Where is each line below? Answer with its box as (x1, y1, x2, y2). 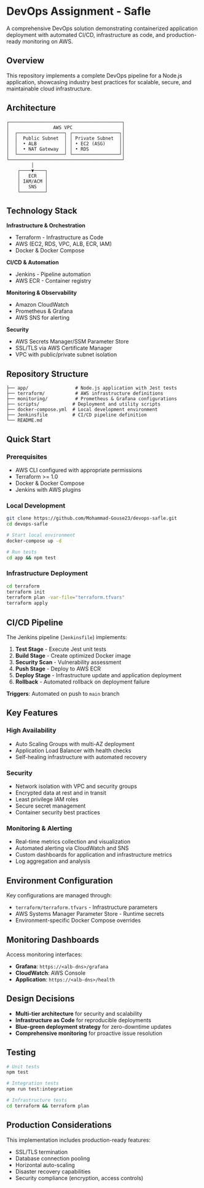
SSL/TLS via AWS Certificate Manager (15, 344, 112, 352)
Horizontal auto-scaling (15, 1161, 75, 1168)
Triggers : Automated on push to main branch (6, 690, 120, 698)
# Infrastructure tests (6, 1097, 68, 1104)
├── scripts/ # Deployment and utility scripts (6, 401, 161, 407)
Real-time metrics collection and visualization (15, 838, 131, 846)
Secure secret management (15, 802, 86, 809)
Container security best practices (15, 809, 100, 816)
